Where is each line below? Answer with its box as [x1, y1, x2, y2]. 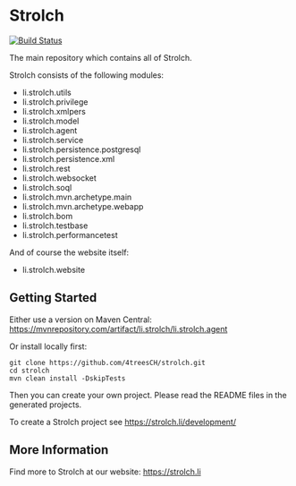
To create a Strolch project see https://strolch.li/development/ [9, 416, 237, 427]
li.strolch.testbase [21, 220, 89, 231]
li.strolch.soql [21, 182, 72, 192]
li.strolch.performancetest [21, 229, 118, 240]
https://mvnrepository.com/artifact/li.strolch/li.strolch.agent [9, 323, 228, 334]
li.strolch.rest [21, 163, 71, 174]
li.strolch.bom [21, 210, 73, 221]
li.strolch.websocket [21, 172, 97, 183]
